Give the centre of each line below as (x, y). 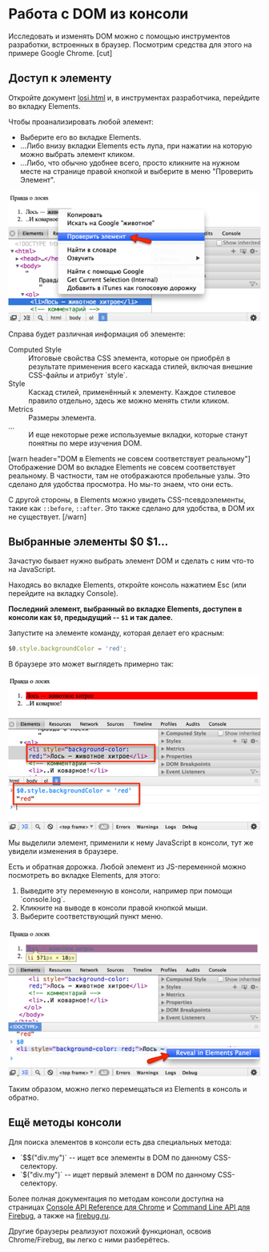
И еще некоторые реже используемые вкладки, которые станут (138, 434)
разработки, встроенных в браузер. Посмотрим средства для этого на (130, 44)
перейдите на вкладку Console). (63, 594)
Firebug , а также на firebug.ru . (60, 1215)
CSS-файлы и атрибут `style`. (78, 375)
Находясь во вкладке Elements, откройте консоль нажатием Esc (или (127, 585)
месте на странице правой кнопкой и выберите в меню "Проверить (137, 171)
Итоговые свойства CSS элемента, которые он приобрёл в (129, 358)
